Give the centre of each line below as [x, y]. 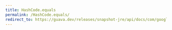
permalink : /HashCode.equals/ [38, 15]
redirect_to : [19, 19]
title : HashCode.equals [31, 10]
